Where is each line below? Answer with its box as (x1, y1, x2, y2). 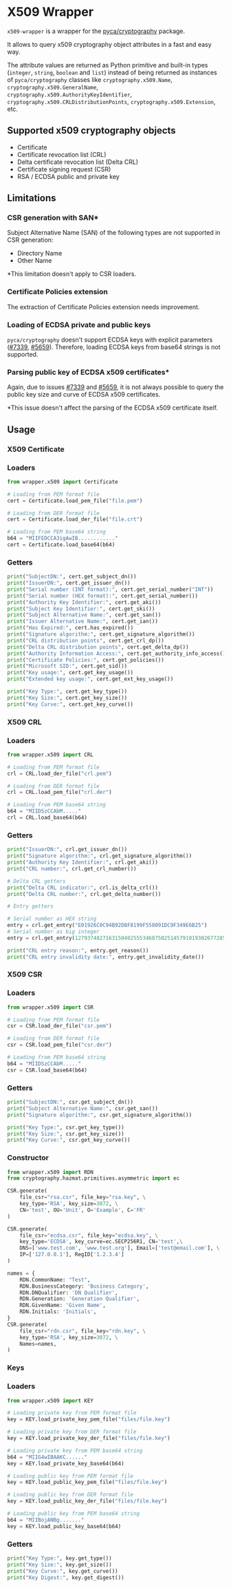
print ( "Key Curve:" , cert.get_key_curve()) (7, 700, 134, 708)
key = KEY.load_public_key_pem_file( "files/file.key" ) (7, 1479, 168, 1486)
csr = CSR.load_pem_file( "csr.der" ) (7, 1041, 112, 1049)
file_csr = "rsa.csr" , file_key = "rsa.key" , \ (19, 1194, 146, 1201)
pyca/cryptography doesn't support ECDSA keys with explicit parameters (7, 335, 213, 344)
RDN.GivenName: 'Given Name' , (19, 1302, 107, 1309)
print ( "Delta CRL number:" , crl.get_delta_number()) (7, 890, 162, 897)
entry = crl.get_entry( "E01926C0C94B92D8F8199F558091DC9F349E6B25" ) (7, 922, 208, 929)
